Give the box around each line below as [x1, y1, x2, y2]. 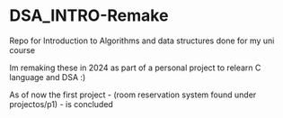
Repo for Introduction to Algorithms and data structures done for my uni [9, 35, 275, 46]
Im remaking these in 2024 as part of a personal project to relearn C [9, 62, 261, 73]
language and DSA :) [9, 71, 86, 82]
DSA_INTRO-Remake [9, 5, 169, 26]
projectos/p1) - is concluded [9, 98, 114, 109]
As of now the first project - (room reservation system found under [9, 89, 257, 100]
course [9, 44, 36, 55]
